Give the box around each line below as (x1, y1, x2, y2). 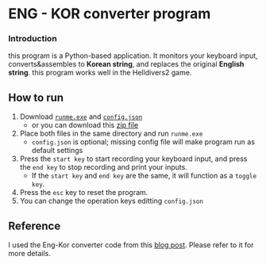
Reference (8, 219, 61, 232)
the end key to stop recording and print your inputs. (19, 163, 188, 172)
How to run (8, 90, 64, 104)
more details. (8, 249, 52, 258)
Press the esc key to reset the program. (19, 188, 148, 197)
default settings (31, 146, 83, 155)
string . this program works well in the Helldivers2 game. (8, 68, 192, 78)
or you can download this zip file (31, 121, 139, 130)
